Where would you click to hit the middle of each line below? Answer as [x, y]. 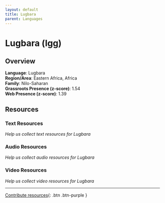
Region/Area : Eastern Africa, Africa [41, 78]
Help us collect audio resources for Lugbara [50, 157]
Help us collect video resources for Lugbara [50, 181]
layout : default [22, 10]
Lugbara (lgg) [33, 43]
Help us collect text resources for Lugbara [48, 134]
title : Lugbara [21, 14]
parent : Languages [24, 19]
